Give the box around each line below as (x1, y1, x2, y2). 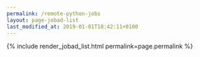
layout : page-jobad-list (6, 17, 79, 24)
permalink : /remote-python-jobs (6, 10, 101, 17)
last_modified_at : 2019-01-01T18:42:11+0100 (6, 23, 138, 30)
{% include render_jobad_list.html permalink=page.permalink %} (6, 42, 194, 51)
